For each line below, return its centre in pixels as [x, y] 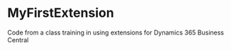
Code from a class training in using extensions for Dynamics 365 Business [116, 32]
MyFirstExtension [61, 13]
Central [18, 39]
